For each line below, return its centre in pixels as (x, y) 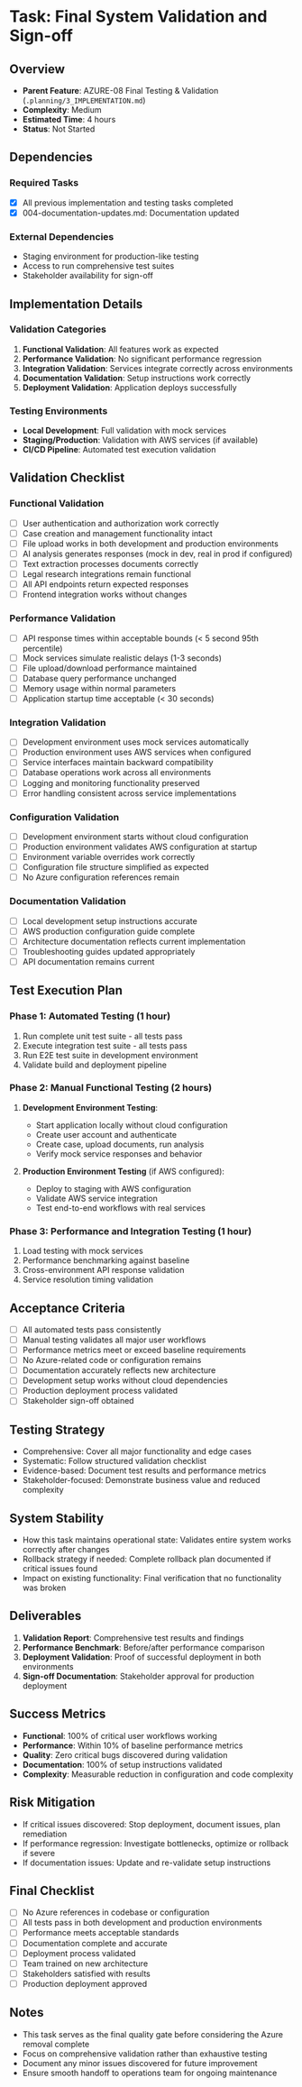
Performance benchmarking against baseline (106, 1260)
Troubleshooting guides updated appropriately (109, 951)
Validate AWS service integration (96, 1198)
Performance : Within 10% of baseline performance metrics (133, 1745)
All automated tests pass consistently (92, 1329)
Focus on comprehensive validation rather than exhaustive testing (145, 2054)
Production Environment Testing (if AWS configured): (124, 1171)
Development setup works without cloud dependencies (125, 1380)
